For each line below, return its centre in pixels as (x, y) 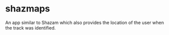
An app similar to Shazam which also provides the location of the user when (84, 22)
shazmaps (28, 9)
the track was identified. (30, 27)
